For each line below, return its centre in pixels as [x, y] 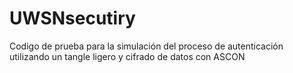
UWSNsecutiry [72, 18]
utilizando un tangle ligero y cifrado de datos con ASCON [127, 56]
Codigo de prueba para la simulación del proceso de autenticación [146, 46]
